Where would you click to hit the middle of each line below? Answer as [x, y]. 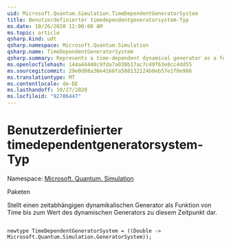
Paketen [19, 191]
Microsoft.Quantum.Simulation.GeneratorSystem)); [80, 237]
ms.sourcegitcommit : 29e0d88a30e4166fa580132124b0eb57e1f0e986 [100, 71]
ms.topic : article [33, 33]
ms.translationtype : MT [41, 77]
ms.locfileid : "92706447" [44, 97]
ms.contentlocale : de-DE [43, 84]
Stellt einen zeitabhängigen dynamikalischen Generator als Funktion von [109, 205]
